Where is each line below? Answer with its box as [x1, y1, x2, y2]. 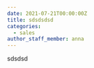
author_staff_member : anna [7, 36, 84, 43]
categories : [7, 23, 41, 30]
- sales [13, 29, 36, 36]
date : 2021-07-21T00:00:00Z [7, 10, 88, 17]
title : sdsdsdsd [7, 16, 54, 23]
